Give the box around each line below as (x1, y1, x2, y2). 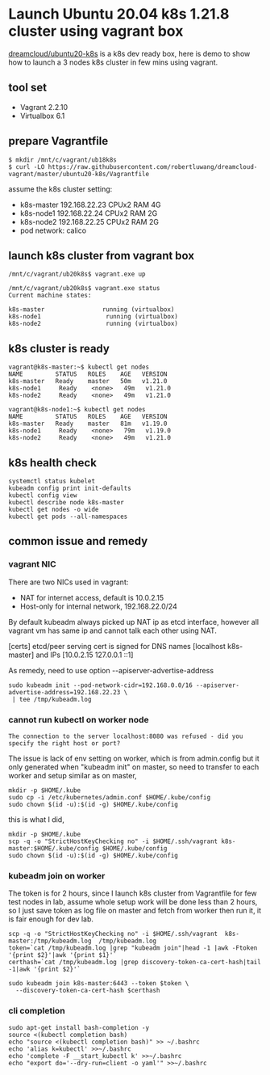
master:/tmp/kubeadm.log (8, 937, 92, 946)
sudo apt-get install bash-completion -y (8, 1023, 150, 1031)
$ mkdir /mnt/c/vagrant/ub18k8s (8, 155, 117, 164)
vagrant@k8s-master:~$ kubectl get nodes (8, 363, 150, 372)
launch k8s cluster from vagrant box (8, 248, 195, 263)
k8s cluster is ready (8, 341, 110, 356)
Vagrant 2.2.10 (19, 102, 69, 112)
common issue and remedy (8, 534, 148, 548)
